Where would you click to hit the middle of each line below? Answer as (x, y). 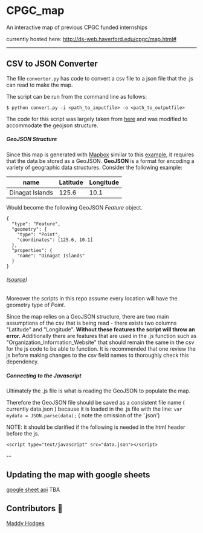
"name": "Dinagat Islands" (51, 256)
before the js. (23, 433)
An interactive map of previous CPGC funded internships (77, 27)
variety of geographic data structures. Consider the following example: (94, 167)
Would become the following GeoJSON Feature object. (75, 207)
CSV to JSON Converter (52, 64)
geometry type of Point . (36, 305)
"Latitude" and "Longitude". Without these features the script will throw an (101, 329)
